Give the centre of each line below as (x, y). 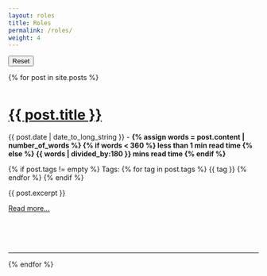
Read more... (29, 208)
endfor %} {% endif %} (46, 178)
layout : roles (32, 15)
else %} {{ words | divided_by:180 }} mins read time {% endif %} (117, 154)
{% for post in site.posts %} (54, 78)
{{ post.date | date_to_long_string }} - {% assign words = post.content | (126, 137)
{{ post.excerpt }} (37, 193)
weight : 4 (25, 38)
